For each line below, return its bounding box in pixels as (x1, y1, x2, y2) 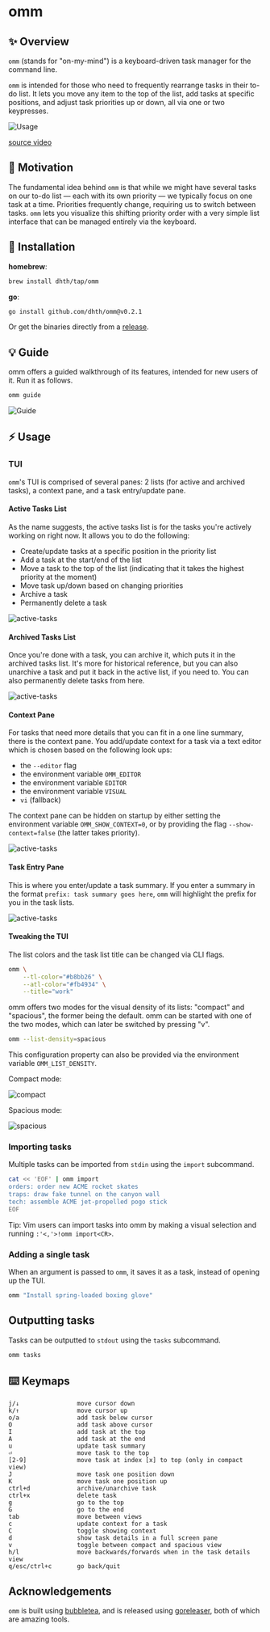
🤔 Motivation (8, 161, 74, 175)
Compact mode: (8, 1074, 62, 1084)
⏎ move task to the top (8, 1449, 150, 1457)
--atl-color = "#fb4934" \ (23, 980, 106, 988)
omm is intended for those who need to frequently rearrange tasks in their (8, 80, 248, 90)
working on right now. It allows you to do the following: (8, 531, 190, 540)
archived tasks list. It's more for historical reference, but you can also (8, 658, 239, 669)
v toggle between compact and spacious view (8, 1541, 222, 1550)
